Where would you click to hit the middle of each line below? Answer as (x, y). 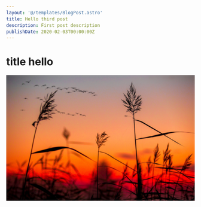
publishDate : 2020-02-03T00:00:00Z (51, 32)
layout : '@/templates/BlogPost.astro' (54, 13)
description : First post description (53, 25)
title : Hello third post (37, 19)
